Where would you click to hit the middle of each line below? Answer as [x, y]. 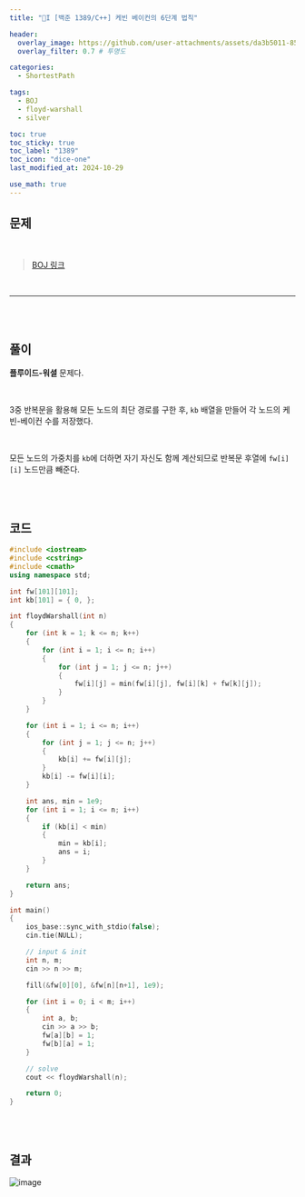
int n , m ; [44, 960]
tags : [20, 93]
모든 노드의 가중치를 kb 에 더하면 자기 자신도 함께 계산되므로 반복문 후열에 [138, 458]
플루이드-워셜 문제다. [47, 373]
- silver [34, 118]
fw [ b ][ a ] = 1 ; [69, 1043]
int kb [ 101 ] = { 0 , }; [52, 600]
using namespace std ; [50, 575]
